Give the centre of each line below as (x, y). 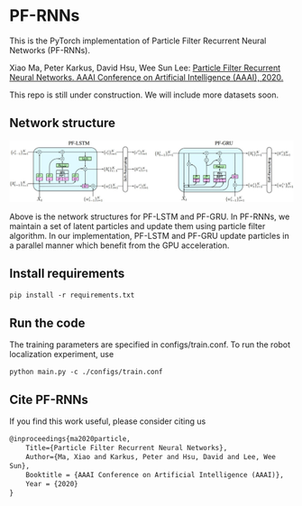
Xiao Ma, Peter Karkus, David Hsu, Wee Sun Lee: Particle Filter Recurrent (145, 68)
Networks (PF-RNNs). (50, 50)
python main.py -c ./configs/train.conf (87, 372)
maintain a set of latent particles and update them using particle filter (137, 225)
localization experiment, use (62, 354)
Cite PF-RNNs (49, 399)
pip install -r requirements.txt (72, 295)
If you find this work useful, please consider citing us (108, 421)
